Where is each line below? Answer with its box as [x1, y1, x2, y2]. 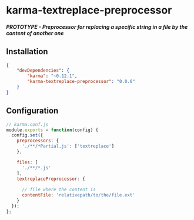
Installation [6, 46, 48, 56]
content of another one [6, 29, 64, 36]
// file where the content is [21, 186, 96, 193]
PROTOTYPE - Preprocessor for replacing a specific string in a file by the [6, 23, 188, 30]
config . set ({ [11, 132, 44, 138]
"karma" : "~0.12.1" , [27, 73, 78, 79]
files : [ [16, 159, 38, 165]
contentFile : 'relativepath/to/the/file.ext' [21, 192, 135, 198]
